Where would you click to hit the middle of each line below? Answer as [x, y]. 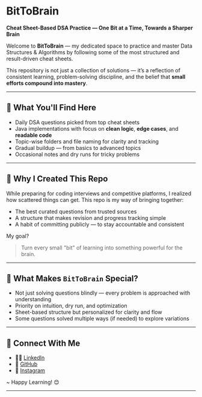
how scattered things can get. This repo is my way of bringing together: [95, 199]
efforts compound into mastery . [47, 83]
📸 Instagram [30, 370]
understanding [33, 299]
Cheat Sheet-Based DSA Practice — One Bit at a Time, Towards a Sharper [100, 28]
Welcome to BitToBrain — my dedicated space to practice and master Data [99, 46]
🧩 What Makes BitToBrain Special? [72, 278]
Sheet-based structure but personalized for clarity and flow [88, 312]
